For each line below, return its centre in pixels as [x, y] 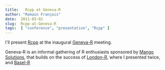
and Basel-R [18, 63]
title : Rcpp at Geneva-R [33, 10]
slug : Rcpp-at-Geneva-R [31, 24]
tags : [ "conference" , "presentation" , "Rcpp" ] [57, 28]
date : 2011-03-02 [24, 19]
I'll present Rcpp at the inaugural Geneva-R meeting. [59, 42]
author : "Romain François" [33, 14]
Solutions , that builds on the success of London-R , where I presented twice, [82, 57]
